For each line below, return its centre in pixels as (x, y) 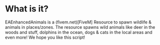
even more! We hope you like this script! (45, 37)
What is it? (27, 9)
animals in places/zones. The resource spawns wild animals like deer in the (80, 27)
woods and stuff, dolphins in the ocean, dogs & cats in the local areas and (79, 32)
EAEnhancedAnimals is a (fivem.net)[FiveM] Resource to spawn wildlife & (78, 22)
